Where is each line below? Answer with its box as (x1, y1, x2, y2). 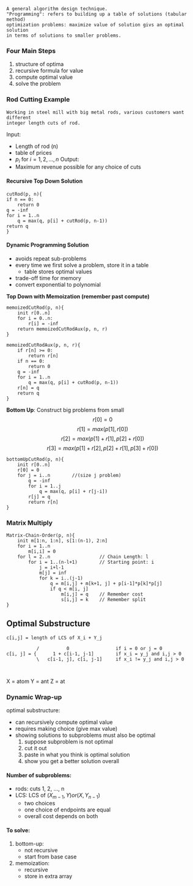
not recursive (24, 847, 58, 854)
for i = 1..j (28, 483, 62, 489)
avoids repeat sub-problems (15, 254, 87, 262)
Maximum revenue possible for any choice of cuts (15, 163, 142, 171)
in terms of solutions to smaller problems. (6, 32, 122, 39)
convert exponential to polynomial (15, 281, 101, 288)
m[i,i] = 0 (28, 548, 56, 555)
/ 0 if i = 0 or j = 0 (36, 645, 163, 651)
